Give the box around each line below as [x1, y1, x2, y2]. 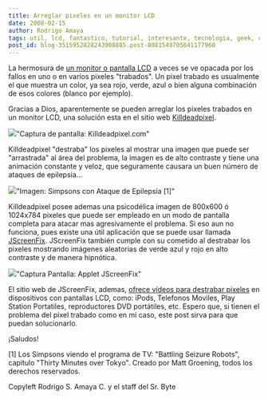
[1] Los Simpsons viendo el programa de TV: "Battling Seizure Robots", [8, 350, 240, 359]
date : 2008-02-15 [8, 19, 66, 27]
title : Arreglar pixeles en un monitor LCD [8, 11, 156, 20]
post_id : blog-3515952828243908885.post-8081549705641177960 [8, 41, 216, 49]
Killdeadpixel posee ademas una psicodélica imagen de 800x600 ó [8, 202, 229, 211]
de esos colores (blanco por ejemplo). [8, 89, 133, 98]
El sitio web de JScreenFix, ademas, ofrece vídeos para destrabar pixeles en [8, 285, 260, 294]
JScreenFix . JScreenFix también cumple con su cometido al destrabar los [8, 236, 251, 246]
